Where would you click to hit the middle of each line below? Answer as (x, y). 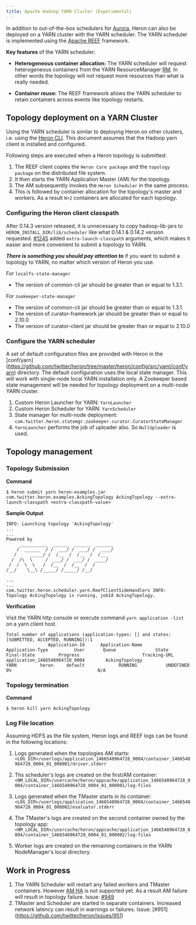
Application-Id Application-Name (95, 645)
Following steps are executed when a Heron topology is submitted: (86, 156)
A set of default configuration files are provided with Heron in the (85, 354)
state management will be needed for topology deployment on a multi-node (97, 385)
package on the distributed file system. (60, 173)
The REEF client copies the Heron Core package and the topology (92, 167)
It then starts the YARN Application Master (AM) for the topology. (93, 180)
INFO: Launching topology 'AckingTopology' (60, 524)
